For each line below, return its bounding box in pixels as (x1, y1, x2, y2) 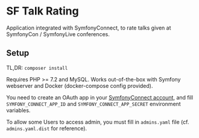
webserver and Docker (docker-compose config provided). (6, 82, 153, 89)
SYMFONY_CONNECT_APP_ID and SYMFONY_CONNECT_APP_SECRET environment (6, 100, 181, 107)
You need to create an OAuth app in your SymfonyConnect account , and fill (6, 93, 194, 101)
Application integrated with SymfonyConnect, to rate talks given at (6, 24, 171, 31)
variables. (6, 107, 31, 114)
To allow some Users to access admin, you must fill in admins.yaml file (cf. (6, 118, 189, 125)
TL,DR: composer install (6, 64, 68, 71)
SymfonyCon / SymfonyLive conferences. (6, 30, 110, 37)
